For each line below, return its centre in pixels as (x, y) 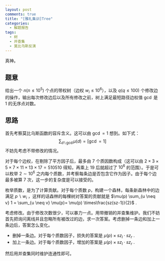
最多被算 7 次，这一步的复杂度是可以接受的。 (51, 180)
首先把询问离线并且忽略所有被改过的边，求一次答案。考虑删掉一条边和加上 (80, 219)
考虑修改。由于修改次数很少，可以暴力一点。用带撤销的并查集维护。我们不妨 (82, 213)
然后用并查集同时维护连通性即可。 (40, 254)
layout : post (18, 10)
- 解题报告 (19, 28)
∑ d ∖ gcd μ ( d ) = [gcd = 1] (82, 142)
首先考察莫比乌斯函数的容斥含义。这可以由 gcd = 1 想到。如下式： (72, 133)
